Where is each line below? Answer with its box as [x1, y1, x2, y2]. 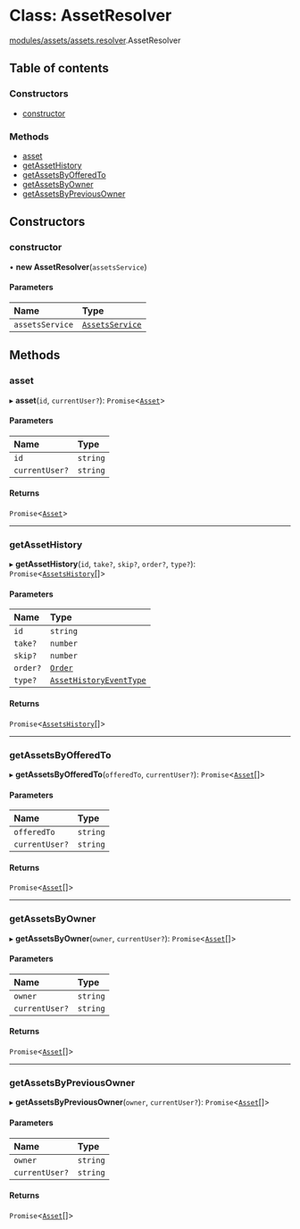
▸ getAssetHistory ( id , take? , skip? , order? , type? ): [9, 559, 196, 570]
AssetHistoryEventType [50, 675, 146, 686]
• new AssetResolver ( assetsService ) [9, 261, 147, 272]
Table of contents [9, 61, 109, 76]
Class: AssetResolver [9, 5, 172, 26]
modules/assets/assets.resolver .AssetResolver [9, 35, 181, 46]
